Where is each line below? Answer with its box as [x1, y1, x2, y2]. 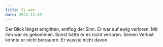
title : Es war [5, 7, 36, 13]
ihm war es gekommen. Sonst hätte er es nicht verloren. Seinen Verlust [5, 31, 154, 37]
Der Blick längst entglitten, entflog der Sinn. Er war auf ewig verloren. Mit [5, 26, 158, 32]
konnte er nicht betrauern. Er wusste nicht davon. [5, 36, 109, 43]
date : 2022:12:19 [5, 12, 42, 17]
